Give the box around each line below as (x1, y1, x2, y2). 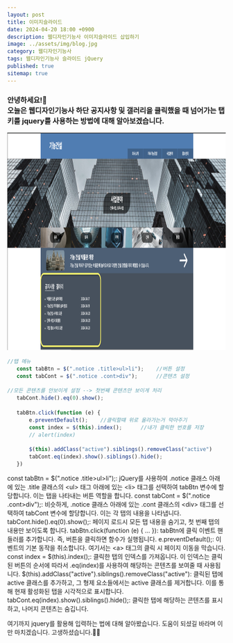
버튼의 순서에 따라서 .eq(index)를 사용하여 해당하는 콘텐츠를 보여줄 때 (14, 561, 202, 570)
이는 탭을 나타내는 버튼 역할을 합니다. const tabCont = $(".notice (33, 491, 210, 500)
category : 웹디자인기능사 (7, 48, 72, 55)
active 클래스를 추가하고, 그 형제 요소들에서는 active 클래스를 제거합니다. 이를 (7, 578, 217, 587)
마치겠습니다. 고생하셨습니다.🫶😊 (14, 628, 101, 637)
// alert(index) (28, 431, 76, 438)
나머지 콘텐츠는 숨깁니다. (21, 605, 89, 613)
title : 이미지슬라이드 (7, 18, 62, 26)
